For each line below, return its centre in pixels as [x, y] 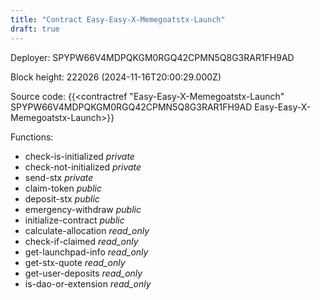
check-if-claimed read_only [81, 241]
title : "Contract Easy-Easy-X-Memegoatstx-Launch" [118, 19]
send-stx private [59, 177]
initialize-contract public [74, 220]
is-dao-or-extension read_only [88, 283]
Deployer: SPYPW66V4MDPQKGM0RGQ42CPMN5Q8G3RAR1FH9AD [152, 57]
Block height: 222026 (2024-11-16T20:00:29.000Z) [116, 77]
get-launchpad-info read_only [86, 252]
